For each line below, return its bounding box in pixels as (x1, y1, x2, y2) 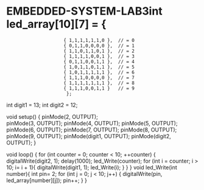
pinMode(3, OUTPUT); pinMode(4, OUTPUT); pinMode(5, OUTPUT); (6, 119, 178, 127)
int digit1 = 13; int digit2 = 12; (6, 101, 78, 108)
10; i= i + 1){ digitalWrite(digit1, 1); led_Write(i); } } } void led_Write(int (6, 163, 178, 171)
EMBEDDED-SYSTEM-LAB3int (6, 4, 163, 18)
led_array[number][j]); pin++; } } (6, 177, 87, 184)
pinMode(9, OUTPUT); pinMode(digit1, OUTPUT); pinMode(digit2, (6, 132, 172, 139)
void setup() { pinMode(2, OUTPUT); (6, 113, 99, 120)
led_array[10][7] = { (6, 17, 107, 31)
